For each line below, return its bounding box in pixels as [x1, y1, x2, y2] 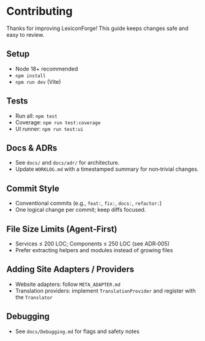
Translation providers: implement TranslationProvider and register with [15, 287, 196, 294]
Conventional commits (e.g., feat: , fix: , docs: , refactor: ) [15, 200, 162, 207]
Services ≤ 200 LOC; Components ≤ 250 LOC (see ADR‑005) [15, 240, 170, 247]
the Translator [15, 293, 53, 301]
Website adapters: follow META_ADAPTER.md [15, 280, 121, 288]
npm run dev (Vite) [15, 78, 61, 85]
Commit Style [6, 183, 59, 193]
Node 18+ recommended [15, 65, 78, 72]
